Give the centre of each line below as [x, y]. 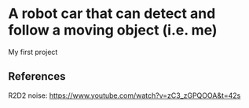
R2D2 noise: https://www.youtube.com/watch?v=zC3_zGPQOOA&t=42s [124, 95]
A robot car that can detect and [112, 14]
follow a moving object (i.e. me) [113, 30]
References [37, 76]
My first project [33, 52]
